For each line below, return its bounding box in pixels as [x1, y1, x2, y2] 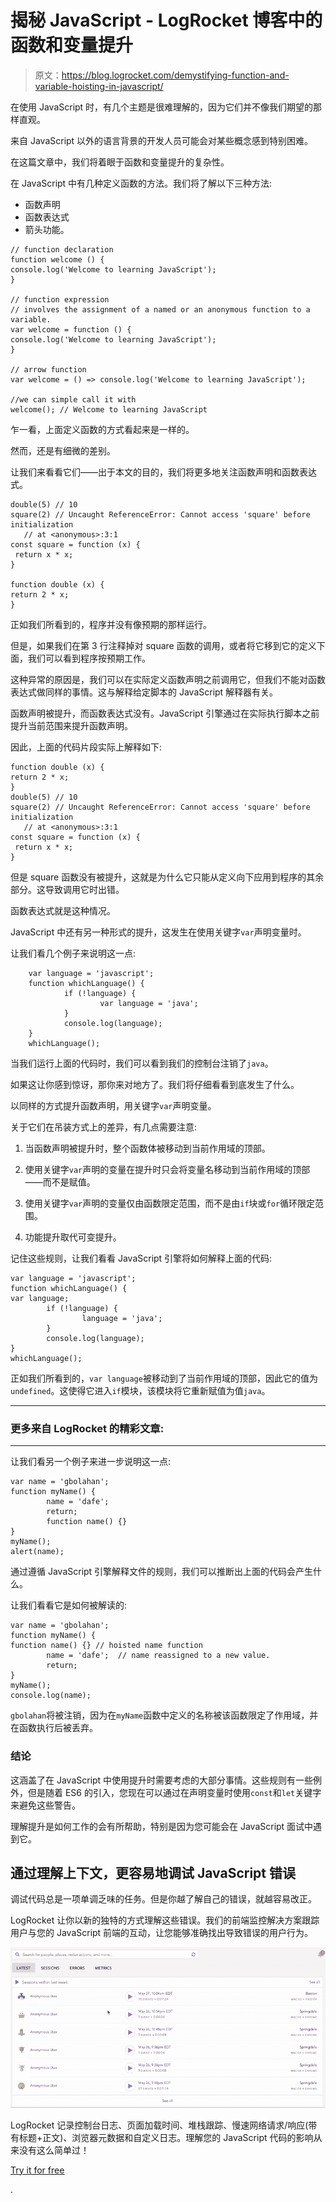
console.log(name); [10, 1691, 92, 1701]
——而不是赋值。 [24, 1176, 96, 1188]
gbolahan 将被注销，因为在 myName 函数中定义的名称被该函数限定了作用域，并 [10, 1709, 319, 1721]
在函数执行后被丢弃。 [10, 1722, 98, 1734]
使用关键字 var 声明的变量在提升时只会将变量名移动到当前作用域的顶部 [24, 1163, 311, 1175]
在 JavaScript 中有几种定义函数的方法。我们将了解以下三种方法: [10, 177, 273, 189]
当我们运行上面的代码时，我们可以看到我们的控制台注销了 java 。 [10, 1057, 274, 1069]
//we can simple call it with [10, 394, 137, 405]
